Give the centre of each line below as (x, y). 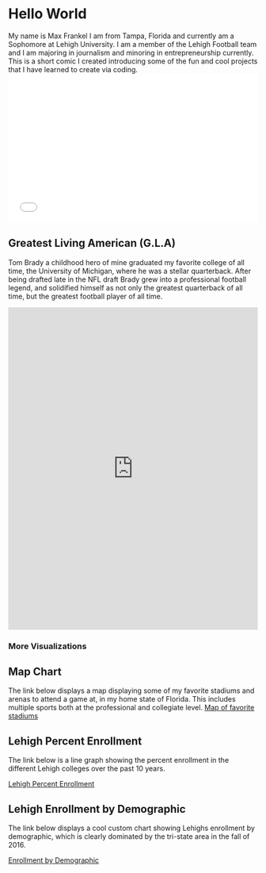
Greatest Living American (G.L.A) (92, 243)
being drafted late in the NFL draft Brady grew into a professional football (127, 279)
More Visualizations (47, 646)
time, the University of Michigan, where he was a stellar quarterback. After (130, 271)
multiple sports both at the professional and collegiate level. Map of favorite (131, 708)
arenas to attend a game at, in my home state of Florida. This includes (122, 699)
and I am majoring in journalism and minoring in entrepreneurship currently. (131, 52)
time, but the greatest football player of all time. (85, 296)
